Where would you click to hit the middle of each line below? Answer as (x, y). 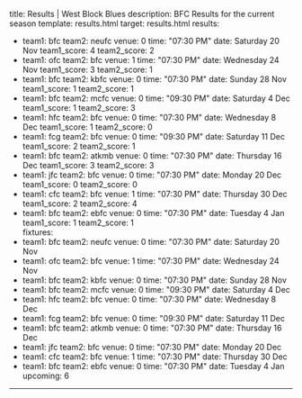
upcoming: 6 (46, 375)
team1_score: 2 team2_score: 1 (79, 146)
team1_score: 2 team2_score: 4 (80, 204)
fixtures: (38, 232)
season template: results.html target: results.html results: (115, 23)
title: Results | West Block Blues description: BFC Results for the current (142, 14)
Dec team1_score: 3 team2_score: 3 (88, 165)
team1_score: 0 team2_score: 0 (80, 184)
